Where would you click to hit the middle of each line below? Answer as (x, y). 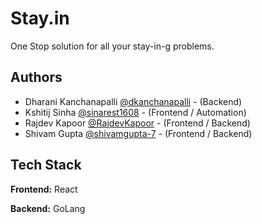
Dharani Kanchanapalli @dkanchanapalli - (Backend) (133, 101)
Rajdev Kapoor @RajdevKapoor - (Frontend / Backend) (137, 123)
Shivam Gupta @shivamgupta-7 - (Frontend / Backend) (138, 133)
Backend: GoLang (48, 208)
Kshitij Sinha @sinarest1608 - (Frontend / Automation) (135, 112)
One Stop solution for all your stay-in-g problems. (112, 46)
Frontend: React (44, 189)
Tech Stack (46, 165)
